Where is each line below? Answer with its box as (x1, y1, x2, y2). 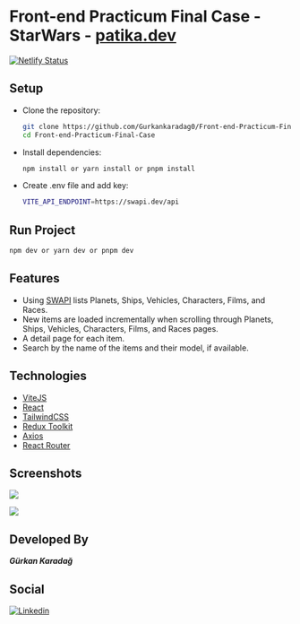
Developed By (9, 532, 90, 547)
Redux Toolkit (21, 420, 73, 431)
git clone (21, 122, 60, 131)
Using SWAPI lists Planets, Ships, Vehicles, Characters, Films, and (21, 294, 266, 306)
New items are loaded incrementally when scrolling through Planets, (21, 314, 274, 325)
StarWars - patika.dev (9, 25, 177, 46)
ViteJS (21, 392, 47, 403)
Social (9, 581, 45, 597)
